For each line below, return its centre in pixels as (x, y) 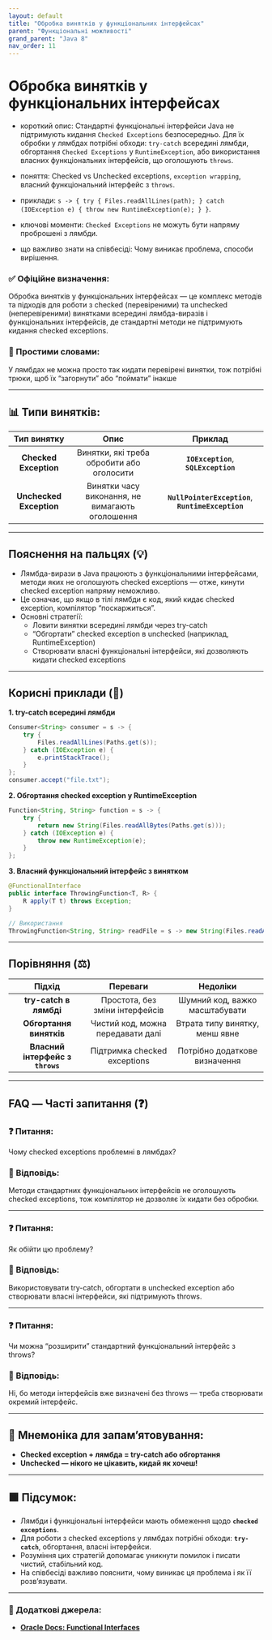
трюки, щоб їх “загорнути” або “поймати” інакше (93, 378)
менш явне (217, 1033)
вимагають (113, 506)
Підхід (47, 986)
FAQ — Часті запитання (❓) (79, 1103)
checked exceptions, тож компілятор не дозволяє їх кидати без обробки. (134, 1199)
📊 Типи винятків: (55, 412)
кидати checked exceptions (79, 660)
